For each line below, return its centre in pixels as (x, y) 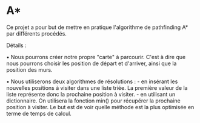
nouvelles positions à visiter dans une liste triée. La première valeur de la (97, 87)
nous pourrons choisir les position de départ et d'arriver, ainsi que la (92, 63)
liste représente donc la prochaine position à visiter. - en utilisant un (91, 94)
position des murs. (29, 69)
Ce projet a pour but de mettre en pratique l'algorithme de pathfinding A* (97, 27)
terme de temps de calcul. (39, 113)
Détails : (16, 45)
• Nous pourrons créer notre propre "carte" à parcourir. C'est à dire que (96, 57)
